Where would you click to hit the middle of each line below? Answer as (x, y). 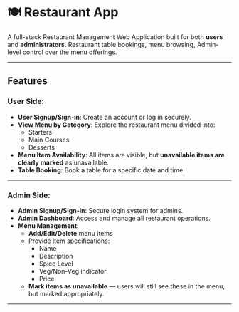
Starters (40, 132)
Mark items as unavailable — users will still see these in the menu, (127, 286)
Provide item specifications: (69, 241)
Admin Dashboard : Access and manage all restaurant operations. (114, 218)
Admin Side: (29, 195)
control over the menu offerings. (70, 52)
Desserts (42, 147)
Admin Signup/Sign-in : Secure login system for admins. (100, 210)
